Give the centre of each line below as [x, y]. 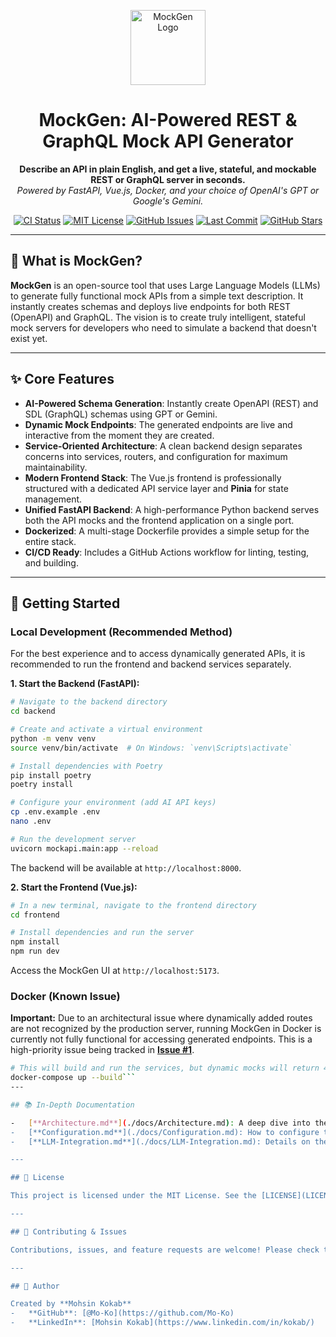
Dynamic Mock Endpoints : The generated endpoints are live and [158, 424]
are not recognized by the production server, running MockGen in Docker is [166, 1029]
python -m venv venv [53, 738]
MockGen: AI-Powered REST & [168, 120]
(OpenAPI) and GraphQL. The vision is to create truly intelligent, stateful [158, 317]
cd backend [33, 711]
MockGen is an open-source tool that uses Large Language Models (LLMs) [165, 285]
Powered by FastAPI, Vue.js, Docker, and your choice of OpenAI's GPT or [168, 190]
